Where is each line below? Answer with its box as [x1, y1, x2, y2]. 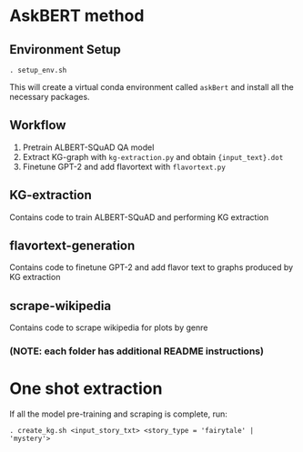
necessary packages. [9, 92, 90, 102]
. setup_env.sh [9, 65, 67, 75]
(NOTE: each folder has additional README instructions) [9, 345, 264, 357]
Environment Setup [9, 42, 121, 57]
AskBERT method [9, 5, 145, 26]
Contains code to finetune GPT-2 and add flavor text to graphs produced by [9, 262, 294, 273]
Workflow [9, 117, 66, 133]
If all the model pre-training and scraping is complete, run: [9, 408, 227, 419]
